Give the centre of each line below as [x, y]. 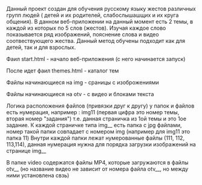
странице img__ [26, 151]
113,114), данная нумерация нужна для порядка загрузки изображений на [101, 144]
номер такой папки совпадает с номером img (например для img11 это [98, 131]
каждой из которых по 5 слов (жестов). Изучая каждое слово [86, 28]
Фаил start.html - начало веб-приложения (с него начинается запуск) [96, 59]
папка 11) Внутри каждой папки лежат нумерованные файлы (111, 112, [96, 138]
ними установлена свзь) [38, 175]
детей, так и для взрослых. [41, 47]
